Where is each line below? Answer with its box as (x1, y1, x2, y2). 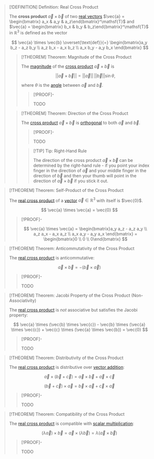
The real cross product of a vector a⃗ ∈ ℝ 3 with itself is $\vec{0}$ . (9, 196, 143, 203)
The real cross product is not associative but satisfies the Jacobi (9, 307, 138, 313)
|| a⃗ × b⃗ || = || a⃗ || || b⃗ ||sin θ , (55, 73, 115, 79)
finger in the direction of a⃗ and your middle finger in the (33, 167, 147, 174)
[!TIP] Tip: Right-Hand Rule (33, 148, 87, 154)
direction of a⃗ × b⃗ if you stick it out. (33, 178, 109, 184)
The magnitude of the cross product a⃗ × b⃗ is (21, 63, 114, 69)
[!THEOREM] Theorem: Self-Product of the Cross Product (9, 187, 124, 193)
